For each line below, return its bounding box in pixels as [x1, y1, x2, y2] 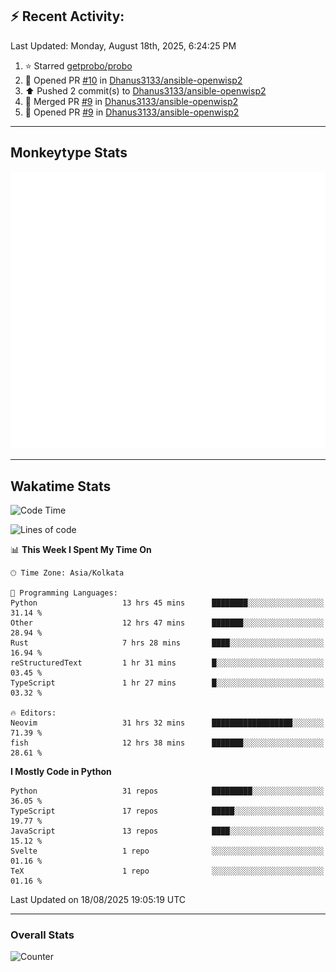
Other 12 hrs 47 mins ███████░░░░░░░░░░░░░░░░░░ [10, 618, 325, 628]
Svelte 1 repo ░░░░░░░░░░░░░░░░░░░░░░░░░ [10, 846, 325, 856]
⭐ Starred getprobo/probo [24, 59, 133, 72]
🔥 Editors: [10, 708, 57, 718]
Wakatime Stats [10, 478, 112, 495]
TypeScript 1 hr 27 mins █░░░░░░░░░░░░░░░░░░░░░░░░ [10, 678, 325, 688]
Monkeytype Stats [10, 144, 128, 162]
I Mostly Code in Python [10, 765, 112, 777]
